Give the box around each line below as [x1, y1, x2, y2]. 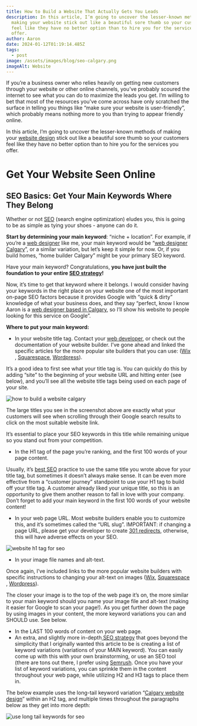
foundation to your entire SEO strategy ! [6, 270, 104, 277]
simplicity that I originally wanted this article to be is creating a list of [14, 640, 181, 647]
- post [11, 52, 28, 58]
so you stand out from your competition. [6, 437, 104, 444]
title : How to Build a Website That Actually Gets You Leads [6, 8, 159, 15]
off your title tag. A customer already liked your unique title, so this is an [6, 484, 180, 491]
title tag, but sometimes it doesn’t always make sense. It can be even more [6, 472, 186, 479]
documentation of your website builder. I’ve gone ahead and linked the [14, 342, 186, 349]
